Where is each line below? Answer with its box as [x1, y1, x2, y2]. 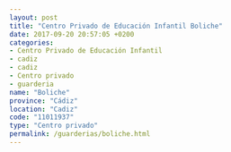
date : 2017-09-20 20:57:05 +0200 [9, 30, 135, 38]
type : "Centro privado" [9, 122, 99, 131]
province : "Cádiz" [9, 96, 78, 106]
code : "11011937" [9, 113, 75, 122]
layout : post [9, 13, 58, 22]
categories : [9, 38, 54, 47]
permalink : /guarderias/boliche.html [9, 130, 151, 139]
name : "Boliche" [9, 88, 70, 97]
